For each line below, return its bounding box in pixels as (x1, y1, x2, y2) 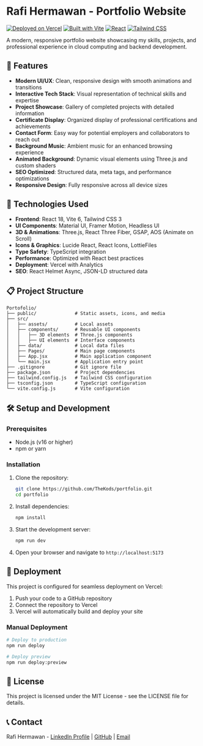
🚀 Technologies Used (6, 199, 89, 210)
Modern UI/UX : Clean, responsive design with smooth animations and (15, 77, 192, 84)
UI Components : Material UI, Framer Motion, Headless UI (15, 222, 160, 229)
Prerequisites (6, 424, 47, 433)
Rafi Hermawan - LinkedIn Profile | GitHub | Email (6, 733, 130, 740)
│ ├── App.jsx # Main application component (6, 354, 152, 360)
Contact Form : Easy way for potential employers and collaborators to (15, 129, 190, 136)
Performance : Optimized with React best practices (15, 254, 144, 262)
